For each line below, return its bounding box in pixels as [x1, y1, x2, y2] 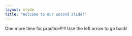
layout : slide [5, 7, 34, 12]
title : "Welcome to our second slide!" [5, 12, 87, 17]
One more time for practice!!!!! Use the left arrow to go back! [5, 25, 128, 31]
